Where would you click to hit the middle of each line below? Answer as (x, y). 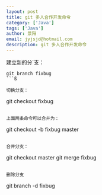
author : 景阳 (21, 34)
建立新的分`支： (25, 62)
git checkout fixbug (30, 101)
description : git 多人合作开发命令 (47, 45)
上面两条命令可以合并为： (33, 118)
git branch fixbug (29, 73)
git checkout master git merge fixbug (51, 157)
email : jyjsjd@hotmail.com (39, 39)
